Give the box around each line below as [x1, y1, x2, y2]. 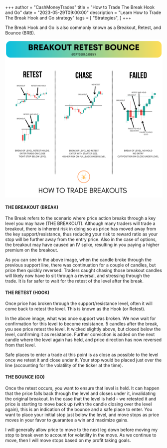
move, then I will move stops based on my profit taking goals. [5, 437, 131, 443]
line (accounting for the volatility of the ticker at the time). [5, 362, 123, 368]
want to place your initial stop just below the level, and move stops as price [5, 411, 160, 417]
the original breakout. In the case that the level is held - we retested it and [5, 395, 157, 401]
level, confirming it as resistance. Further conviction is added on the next [5, 331, 155, 337]
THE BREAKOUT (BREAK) [5, 204, 59, 210]
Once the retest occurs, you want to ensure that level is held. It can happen [5, 385, 160, 391]
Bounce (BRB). [5, 30, 35, 35]
